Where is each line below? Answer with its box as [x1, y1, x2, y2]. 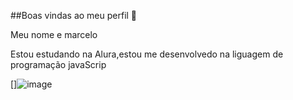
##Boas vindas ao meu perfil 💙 [10, 10, 138, 21]
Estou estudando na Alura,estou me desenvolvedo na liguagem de [10, 48, 284, 60]
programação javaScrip [10, 59, 107, 70]
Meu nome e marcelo [10, 29, 98, 40]
